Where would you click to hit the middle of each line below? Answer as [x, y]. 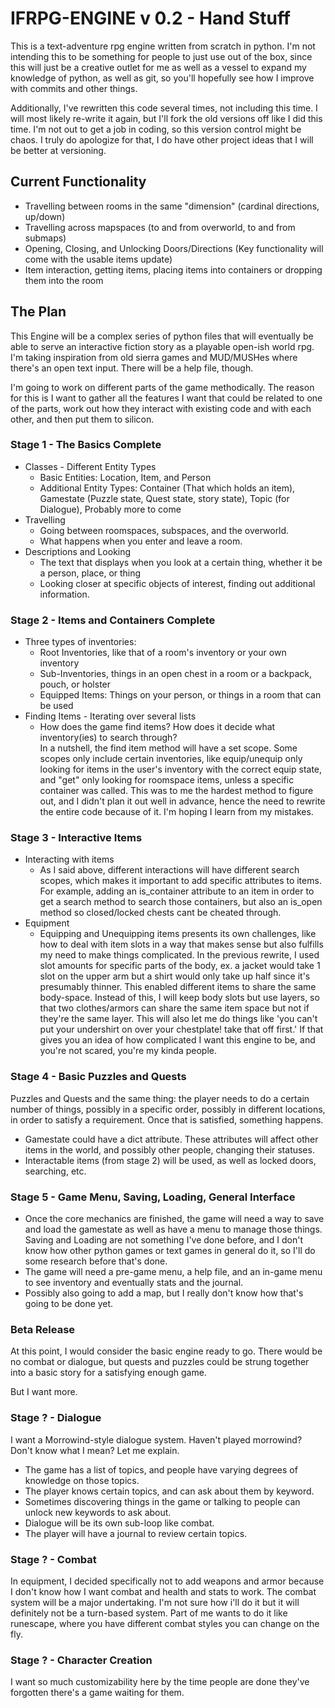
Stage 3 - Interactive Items [76, 838]
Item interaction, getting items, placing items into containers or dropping [173, 269]
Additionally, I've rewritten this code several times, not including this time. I [164, 108]
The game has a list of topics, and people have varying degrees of [161, 1469]
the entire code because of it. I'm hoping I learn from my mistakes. [176, 812]
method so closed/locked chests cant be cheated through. [160, 913]
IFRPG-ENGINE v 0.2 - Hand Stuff [150, 18]
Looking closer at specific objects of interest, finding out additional [177, 583]
